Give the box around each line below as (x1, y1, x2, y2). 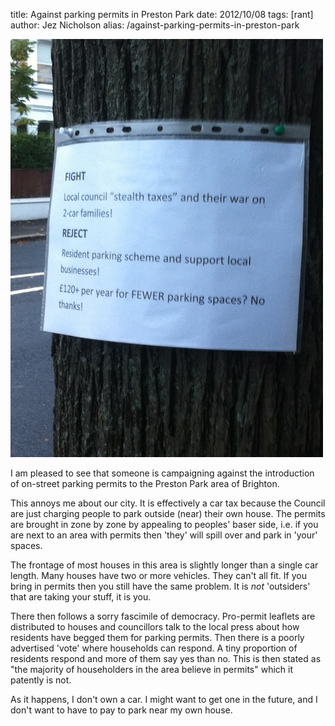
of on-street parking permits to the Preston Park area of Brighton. (10, 478, 280, 489)
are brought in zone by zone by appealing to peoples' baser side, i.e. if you (10, 519, 319, 530)
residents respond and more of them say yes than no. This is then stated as (10, 653, 322, 664)
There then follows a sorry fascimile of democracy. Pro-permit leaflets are (10, 610, 316, 622)
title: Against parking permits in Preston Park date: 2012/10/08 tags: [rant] (10, 9, 314, 20)
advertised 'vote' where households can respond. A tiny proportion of (10, 642, 298, 654)
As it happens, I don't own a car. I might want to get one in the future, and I (10, 694, 318, 705)
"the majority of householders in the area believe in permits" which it (10, 664, 293, 675)
